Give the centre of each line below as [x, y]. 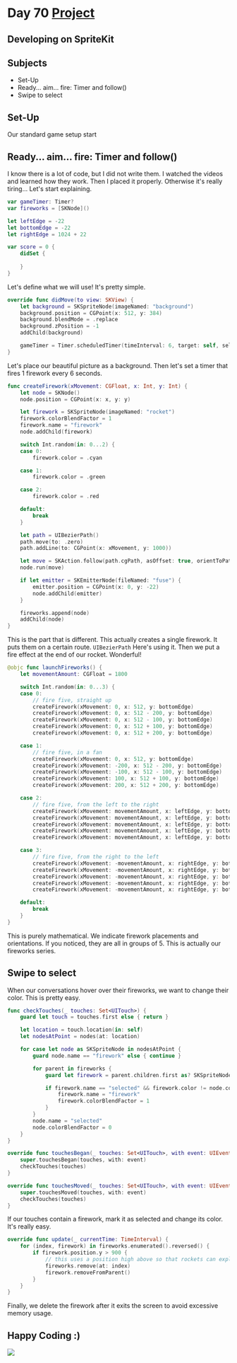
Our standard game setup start [52, 134]
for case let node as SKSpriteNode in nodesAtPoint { [101, 1049]
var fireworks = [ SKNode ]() [49, 208]
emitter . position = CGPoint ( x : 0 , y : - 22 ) [96, 587]
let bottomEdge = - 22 [39, 228]
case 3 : [31, 851]
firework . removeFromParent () [88, 1272]
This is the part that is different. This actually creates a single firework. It [112, 640]
